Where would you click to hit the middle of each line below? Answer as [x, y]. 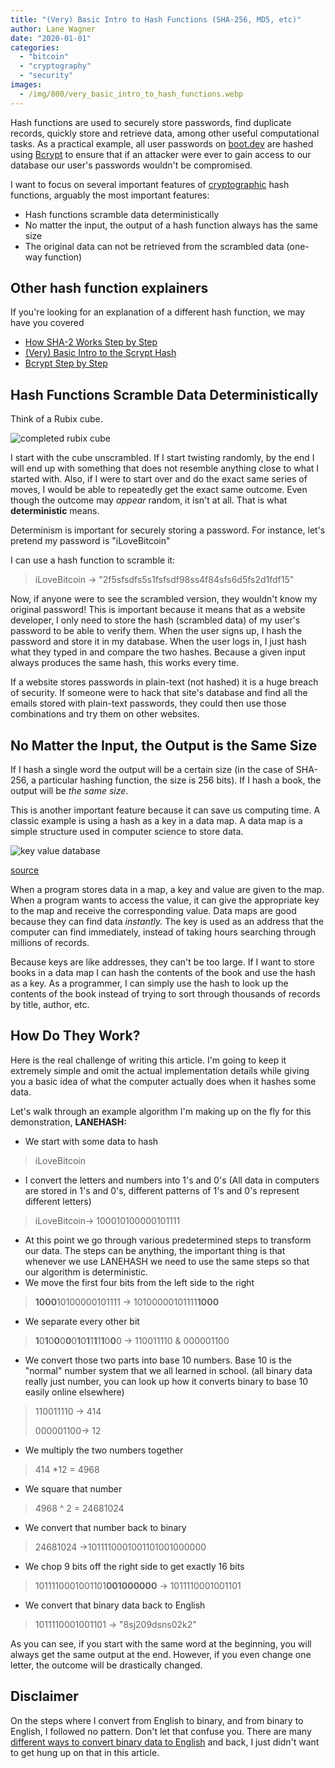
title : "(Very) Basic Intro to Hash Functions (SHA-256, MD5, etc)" [156, 19]
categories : [35, 47]
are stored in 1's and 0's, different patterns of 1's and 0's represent [162, 1190]
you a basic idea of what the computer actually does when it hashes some [163, 1081]
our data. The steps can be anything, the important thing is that [155, 1250]
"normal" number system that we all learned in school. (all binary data [168, 1370]
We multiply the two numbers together [104, 1450]
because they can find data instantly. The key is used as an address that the [167, 922]
